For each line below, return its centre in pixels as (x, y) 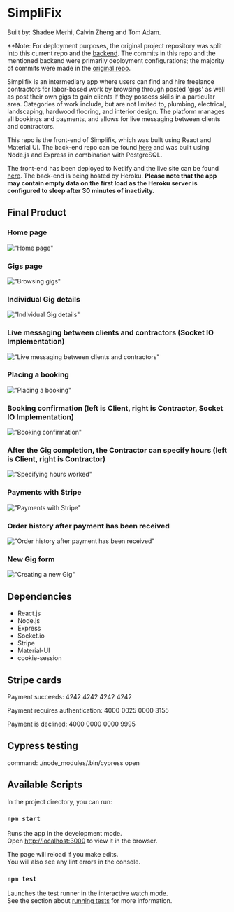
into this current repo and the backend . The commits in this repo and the (111, 53)
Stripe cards (35, 680)
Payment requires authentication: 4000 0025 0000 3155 (88, 710)
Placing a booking (38, 374)
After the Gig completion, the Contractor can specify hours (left (117, 451)
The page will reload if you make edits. (63, 854)
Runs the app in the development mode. (65, 833)
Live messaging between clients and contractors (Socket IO (111, 332)
